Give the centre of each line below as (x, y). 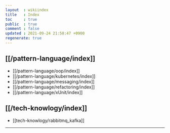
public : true (21, 24)
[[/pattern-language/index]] (50, 59)
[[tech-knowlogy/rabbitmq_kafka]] (48, 120)
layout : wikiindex (27, 10)
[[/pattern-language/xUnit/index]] (48, 92)
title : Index (22, 15)
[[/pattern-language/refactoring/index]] (54, 87)
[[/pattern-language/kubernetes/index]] (54, 76)
